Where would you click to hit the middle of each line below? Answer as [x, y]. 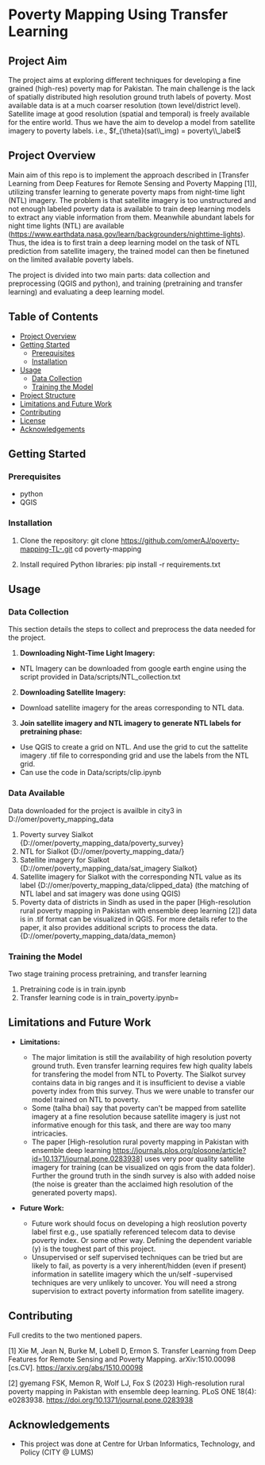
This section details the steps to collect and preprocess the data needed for [132, 629]
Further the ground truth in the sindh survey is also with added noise [143, 1175]
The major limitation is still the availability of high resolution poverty [142, 1057]
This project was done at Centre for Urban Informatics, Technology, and [137, 1444]
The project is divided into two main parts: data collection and [109, 275]
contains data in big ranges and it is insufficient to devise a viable [138, 1082]
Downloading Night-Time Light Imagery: [87, 653]
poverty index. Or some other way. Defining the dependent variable [142, 1240]
